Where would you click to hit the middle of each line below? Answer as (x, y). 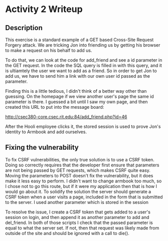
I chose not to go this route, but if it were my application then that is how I (81, 186)
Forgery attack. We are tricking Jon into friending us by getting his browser (83, 45)
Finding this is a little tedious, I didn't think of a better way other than (76, 91)
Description (24, 28)
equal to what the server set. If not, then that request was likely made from (82, 228)
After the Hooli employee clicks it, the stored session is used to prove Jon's (83, 127)
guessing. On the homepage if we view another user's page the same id (79, 96)
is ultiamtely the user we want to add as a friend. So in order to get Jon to (81, 71)
